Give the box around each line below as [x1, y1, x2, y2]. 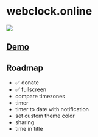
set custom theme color [15, 112, 75, 120]
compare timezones [15, 93, 66, 100]
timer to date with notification [15, 106, 89, 113]
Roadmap [6, 62, 44, 73]
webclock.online [6, 4, 93, 18]
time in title [15, 125, 43, 133]
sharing [15, 119, 35, 126]
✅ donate [15, 79, 40, 86]
